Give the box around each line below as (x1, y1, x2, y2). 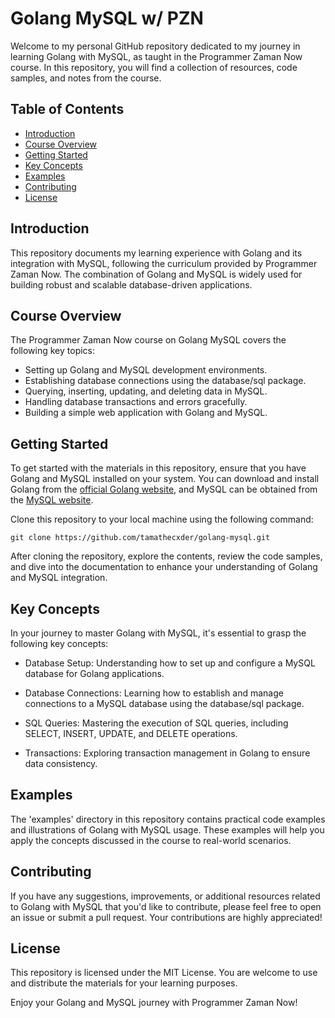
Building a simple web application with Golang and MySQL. (24, 407, 268, 419)
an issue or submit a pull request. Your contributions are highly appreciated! (10, 911, 323, 923)
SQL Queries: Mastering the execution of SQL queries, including (24, 717, 289, 729)
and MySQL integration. (10, 572, 108, 584)
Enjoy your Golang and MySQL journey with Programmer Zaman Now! (10, 997, 298, 1009)
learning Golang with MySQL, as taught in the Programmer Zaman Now (10, 50, 303, 62)
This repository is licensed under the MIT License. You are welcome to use (10, 967, 318, 979)
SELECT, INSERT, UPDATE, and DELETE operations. (24, 728, 238, 739)
